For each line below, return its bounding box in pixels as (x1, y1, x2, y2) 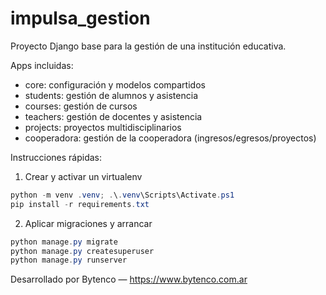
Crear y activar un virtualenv (24, 170, 143, 182)
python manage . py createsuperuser (10, 246, 155, 256)
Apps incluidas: (10, 59, 74, 71)
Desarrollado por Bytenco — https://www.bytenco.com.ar (10, 273, 248, 286)
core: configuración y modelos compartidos (24, 78, 206, 91)
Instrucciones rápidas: (10, 151, 103, 163)
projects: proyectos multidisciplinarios (24, 121, 182, 133)
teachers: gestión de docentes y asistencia (24, 110, 203, 122)
